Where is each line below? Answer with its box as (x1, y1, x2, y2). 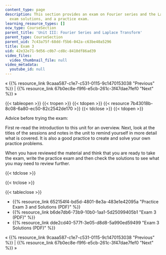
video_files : (5, 53, 32, 58)
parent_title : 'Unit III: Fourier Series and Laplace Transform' (5, 30, 142, 35)
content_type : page (5, 7, 45, 12)
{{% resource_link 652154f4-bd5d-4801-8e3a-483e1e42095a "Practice (12, 199, 159, 205)
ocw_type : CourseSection (5, 26, 56, 31)
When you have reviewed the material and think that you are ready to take (5, 150, 156, 156)
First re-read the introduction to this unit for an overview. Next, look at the (5, 125, 155, 131)
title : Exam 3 (5, 44, 35, 49)
